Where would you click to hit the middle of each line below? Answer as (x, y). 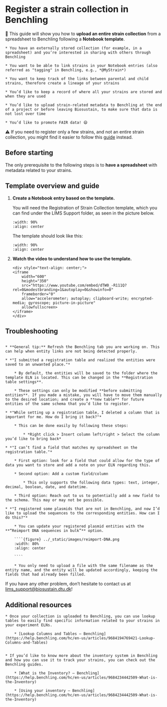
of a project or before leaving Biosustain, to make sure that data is (81, 109)
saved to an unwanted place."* (38, 364)
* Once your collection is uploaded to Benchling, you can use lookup (80, 616)
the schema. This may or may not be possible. (54, 500)
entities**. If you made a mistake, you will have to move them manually (84, 395)
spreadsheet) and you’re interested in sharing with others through (78, 52)
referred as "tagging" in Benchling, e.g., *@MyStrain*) (66, 70)
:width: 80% (26, 544)
